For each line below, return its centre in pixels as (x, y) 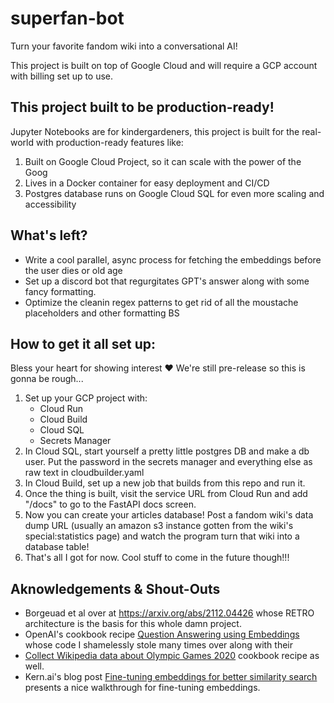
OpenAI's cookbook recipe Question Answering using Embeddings (162, 634)
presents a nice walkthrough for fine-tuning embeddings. (142, 688)
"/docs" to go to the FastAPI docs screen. (110, 504)
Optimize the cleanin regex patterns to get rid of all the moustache (161, 302)
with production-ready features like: (109, 142)
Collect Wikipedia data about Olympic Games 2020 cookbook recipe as (172, 656)
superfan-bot (67, 18)
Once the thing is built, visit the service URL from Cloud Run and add (166, 494)
